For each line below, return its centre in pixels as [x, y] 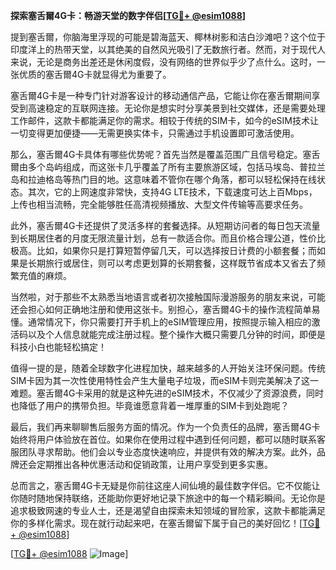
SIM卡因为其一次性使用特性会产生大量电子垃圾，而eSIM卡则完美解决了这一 [164, 380]
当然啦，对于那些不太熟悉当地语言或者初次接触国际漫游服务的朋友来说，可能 [168, 297]
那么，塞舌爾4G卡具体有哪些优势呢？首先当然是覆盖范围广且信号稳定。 [156, 154]
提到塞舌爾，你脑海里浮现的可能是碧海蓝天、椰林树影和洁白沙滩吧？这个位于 [168, 37]
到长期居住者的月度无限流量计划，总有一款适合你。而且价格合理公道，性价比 [168, 238]
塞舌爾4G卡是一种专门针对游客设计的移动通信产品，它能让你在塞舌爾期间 [161, 95]
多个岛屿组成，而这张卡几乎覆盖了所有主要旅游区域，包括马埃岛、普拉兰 [176, 167]
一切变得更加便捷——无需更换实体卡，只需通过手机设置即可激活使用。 [155, 133]
